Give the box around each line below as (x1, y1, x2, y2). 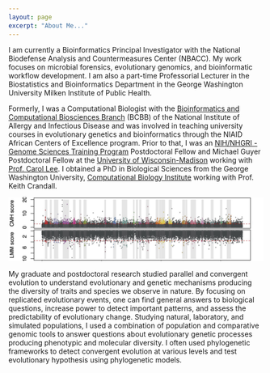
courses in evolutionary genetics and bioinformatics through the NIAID (8, 129, 243, 139)
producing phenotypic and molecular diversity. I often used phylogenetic (8, 337, 251, 347)
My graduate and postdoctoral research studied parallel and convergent (8, 269, 248, 278)
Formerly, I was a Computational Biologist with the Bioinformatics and (8, 104, 240, 113)
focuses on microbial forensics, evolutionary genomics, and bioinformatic (8, 61, 253, 72)
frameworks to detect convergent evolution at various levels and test (8, 346, 237, 356)
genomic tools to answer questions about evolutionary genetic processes (8, 328, 253, 339)
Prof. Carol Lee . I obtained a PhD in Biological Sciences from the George (8, 163, 249, 173)
